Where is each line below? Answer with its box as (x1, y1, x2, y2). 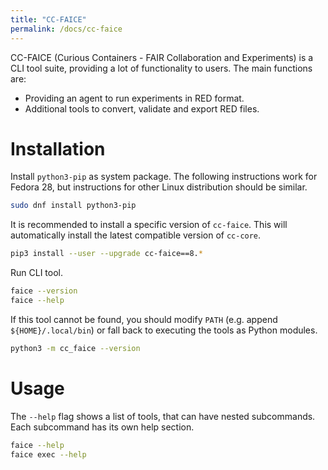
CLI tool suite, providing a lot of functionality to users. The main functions (10, 62, 313, 74)
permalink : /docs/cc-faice (10, 24, 123, 34)
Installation (10, 137, 106, 160)
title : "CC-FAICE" (10, 14, 87, 25)
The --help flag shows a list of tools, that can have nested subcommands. (10, 410, 316, 422)
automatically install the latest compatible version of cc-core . (10, 229, 262, 241)
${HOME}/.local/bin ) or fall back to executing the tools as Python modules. (10, 324, 318, 336)
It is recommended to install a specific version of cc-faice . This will (10, 219, 288, 231)
